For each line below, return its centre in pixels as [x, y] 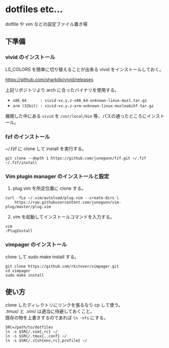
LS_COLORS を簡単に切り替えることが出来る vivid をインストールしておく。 [84, 69]
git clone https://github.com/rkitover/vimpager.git [62, 266]
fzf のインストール [28, 136]
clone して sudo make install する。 [42, 257]
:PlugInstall [19, 231]
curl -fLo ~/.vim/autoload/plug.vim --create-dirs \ [62, 198]
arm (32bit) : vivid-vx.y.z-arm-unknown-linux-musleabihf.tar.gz [83, 106]
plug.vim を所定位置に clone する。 [49, 188]
